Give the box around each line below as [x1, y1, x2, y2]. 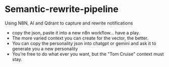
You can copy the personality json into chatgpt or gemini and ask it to [12, 40, 156, 46]
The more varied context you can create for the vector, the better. [12, 35, 149, 41]
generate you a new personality [12, 45, 78, 51]
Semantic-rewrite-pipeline [5, 3, 119, 15]
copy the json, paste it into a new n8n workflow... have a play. [12, 29, 140, 35]
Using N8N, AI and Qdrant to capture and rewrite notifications [5, 20, 133, 26]
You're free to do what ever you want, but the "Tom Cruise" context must [12, 51, 164, 57]
